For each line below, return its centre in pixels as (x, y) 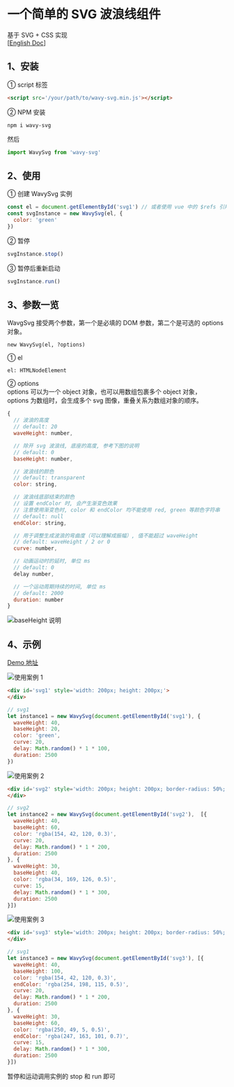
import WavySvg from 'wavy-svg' (54, 152)
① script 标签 (28, 84)
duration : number (39, 600)
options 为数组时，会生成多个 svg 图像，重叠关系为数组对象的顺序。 (105, 400)
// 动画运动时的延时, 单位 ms (52, 561)
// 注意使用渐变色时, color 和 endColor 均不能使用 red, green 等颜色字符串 (117, 510)
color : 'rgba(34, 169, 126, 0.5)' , (65, 880)
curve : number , (36, 548)
